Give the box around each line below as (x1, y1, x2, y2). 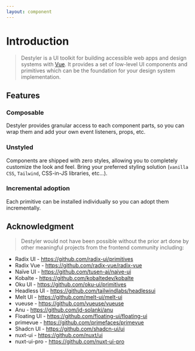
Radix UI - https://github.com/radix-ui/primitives (14, 255, 133, 263)
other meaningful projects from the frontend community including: (20, 244, 184, 251)
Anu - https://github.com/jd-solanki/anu (14, 306, 114, 313)
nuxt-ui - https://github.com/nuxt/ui (14, 331, 103, 338)
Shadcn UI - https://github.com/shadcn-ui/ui (14, 325, 125, 332)
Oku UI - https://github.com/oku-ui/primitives (14, 281, 127, 288)
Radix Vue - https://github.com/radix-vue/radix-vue (14, 261, 142, 269)
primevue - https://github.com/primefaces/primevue (14, 319, 144, 326)
